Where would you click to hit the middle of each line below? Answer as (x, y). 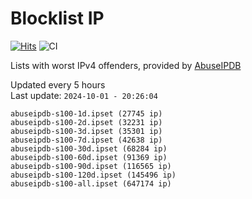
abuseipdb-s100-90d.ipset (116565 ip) (91, 166)
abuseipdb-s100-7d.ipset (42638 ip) (86, 140)
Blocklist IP (57, 18)
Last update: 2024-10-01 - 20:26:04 (84, 95)
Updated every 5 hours (58, 84)
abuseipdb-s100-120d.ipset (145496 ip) (93, 175)
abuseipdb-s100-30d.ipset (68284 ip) (89, 148)
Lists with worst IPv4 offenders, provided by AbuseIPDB (126, 65)
